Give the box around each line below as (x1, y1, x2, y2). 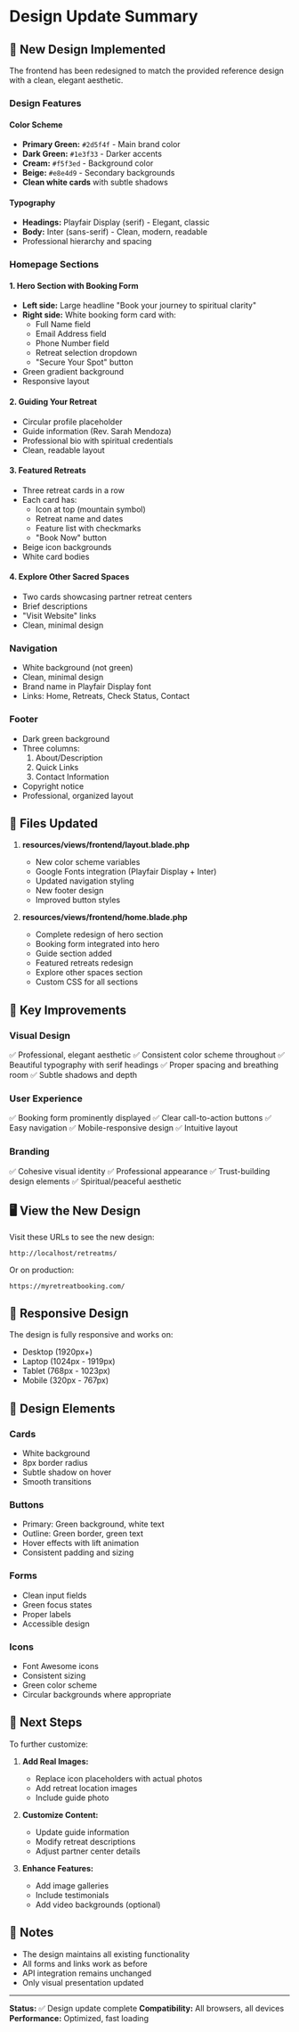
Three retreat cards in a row (21, 484, 125, 496)
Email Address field (35, 328, 107, 340)
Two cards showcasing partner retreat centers (21, 591, 193, 603)
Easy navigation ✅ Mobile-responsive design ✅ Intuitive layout (9, 1123, 238, 1133)
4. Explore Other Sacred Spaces (9, 572, 130, 582)
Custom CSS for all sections (35, 976, 139, 987)
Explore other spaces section (35, 967, 143, 978)
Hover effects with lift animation (21, 1538, 140, 1549)
